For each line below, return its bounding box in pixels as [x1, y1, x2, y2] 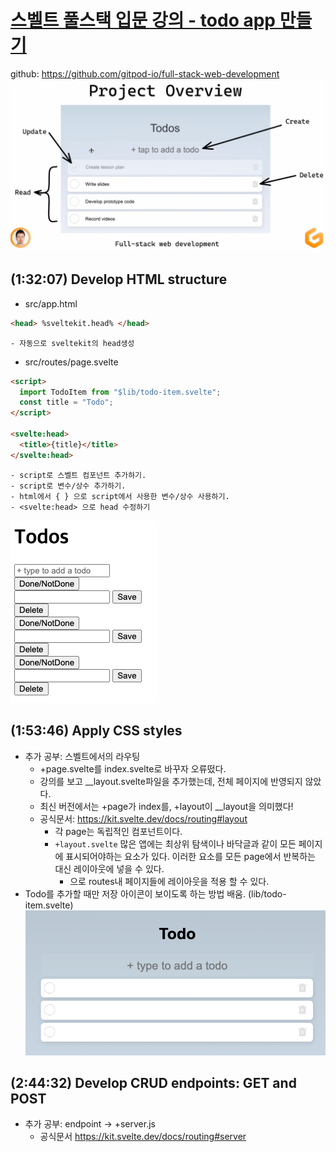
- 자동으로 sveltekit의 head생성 [10, 338, 135, 348]
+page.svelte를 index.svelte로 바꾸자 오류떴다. [39, 762, 227, 775]
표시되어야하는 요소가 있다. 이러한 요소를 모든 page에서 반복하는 [65, 850, 317, 862]
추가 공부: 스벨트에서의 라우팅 [24, 750, 141, 762]
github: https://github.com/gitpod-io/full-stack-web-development [10, 67, 280, 80]
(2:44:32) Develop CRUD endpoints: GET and [10, 1074, 297, 1091]
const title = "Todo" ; [19, 397, 114, 408]
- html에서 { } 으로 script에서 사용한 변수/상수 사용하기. [10, 491, 230, 501]
